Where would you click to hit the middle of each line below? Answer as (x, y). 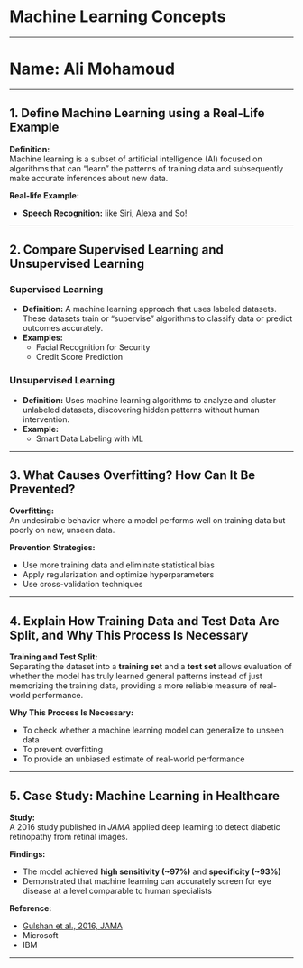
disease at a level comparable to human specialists (117, 891)
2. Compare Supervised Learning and (116, 250)
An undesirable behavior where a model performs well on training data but (147, 521)
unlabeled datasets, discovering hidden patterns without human (141, 410)
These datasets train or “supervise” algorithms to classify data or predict (157, 318)
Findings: (28, 854)
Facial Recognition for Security (93, 347)
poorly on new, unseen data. (62, 530)
